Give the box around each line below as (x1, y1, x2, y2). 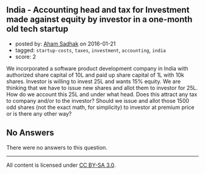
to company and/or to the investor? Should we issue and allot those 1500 (6, 97, 190, 104)
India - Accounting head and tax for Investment (6, 5, 190, 15)
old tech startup (6, 24, 68, 34)
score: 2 (15, 53, 37, 60)
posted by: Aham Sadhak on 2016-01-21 (15, 40, 116, 47)
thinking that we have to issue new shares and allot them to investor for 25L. (6, 84, 198, 91)
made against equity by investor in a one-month (6, 15, 193, 25)
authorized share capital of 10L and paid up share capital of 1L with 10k (6, 71, 185, 78)
